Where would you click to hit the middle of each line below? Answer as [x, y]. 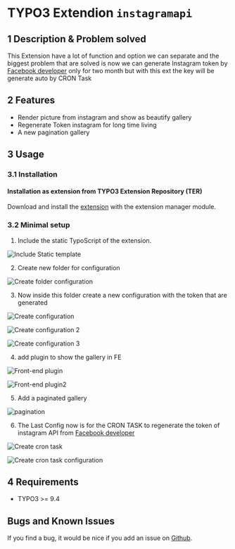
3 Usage [26, 154]
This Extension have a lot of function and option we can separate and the [113, 56]
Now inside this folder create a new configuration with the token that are [122, 295]
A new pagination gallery [53, 132]
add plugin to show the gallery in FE [69, 357]
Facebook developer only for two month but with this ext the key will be [111, 71]
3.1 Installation [32, 175]
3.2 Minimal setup [39, 225]
